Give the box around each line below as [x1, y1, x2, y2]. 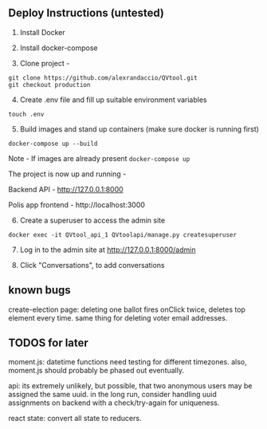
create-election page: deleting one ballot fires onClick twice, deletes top [8, 305, 245, 314]
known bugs [8, 283, 72, 297]
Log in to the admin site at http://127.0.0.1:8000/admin [19, 245, 196, 254]
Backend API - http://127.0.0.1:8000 [8, 184, 124, 194]
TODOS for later [8, 337, 89, 350]
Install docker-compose [19, 43, 98, 53]
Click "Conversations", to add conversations [19, 260, 165, 270]
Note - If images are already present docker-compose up [8, 153, 190, 163]
